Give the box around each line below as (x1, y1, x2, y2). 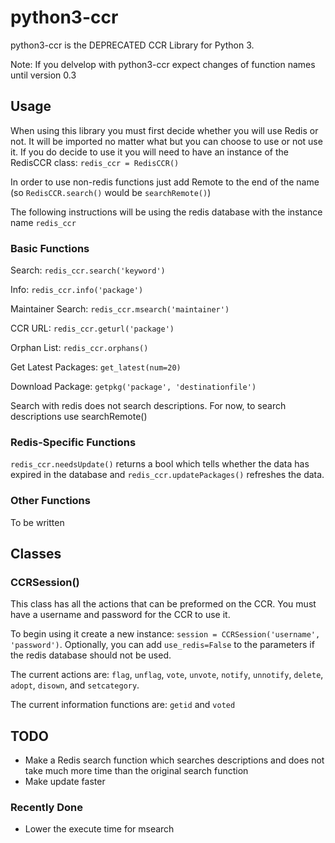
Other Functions (10, 494, 91, 508)
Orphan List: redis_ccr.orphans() (10, 342, 149, 354)
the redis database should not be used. (10, 649, 172, 661)
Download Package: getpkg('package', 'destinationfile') (10, 381, 257, 393)
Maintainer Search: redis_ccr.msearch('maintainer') (10, 303, 230, 315)
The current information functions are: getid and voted (10, 699, 236, 711)
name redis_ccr (10, 216, 77, 228)
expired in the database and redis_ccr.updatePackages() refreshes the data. (10, 469, 325, 481)
